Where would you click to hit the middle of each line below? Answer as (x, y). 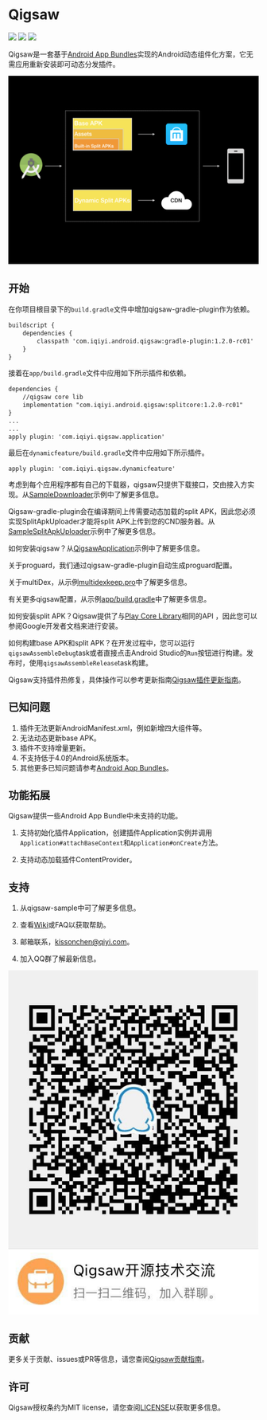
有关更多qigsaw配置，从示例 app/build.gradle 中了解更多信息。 (110, 598)
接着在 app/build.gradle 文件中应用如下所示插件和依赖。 (99, 373)
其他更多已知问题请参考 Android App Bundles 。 (96, 767)
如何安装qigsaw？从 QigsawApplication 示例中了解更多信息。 (106, 548)
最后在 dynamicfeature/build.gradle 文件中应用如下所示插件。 (108, 453)
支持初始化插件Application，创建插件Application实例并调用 (116, 833)
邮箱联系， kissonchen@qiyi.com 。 (77, 942)
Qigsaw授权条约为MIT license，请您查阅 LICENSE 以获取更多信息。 (116, 1407)
